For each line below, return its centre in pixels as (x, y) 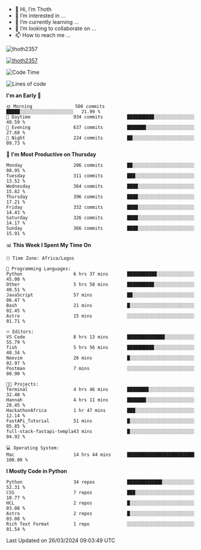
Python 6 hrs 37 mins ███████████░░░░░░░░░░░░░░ (100, 274)
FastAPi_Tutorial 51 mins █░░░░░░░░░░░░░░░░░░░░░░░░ (100, 421)
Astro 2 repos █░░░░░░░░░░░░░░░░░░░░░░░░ (100, 513)
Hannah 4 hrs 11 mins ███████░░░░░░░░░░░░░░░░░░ (100, 400)
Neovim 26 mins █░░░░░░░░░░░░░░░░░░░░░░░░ (100, 358)
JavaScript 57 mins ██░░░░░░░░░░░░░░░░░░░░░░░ (100, 295)
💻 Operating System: (33, 448)
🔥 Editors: (20, 332)
